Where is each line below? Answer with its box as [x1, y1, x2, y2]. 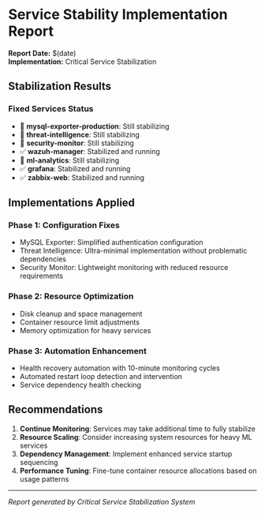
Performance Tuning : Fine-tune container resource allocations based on [19, 466, 257, 475]
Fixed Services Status [8, 103, 94, 114]
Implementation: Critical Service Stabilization [8, 57, 157, 66]
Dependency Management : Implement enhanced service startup [19, 448, 233, 459]
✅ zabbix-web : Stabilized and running [19, 172, 144, 182]
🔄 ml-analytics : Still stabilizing [19, 156, 120, 165]
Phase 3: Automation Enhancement [8, 345, 147, 356]
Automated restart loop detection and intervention [19, 371, 183, 381]
